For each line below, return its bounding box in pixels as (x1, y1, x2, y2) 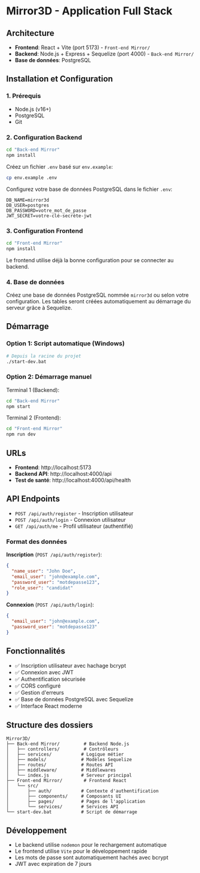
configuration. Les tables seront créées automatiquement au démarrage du (6, 297, 191, 305)
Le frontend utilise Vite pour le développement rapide (14, 848, 147, 855)
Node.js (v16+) (14, 105, 51, 112)
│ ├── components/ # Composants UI (6, 793, 121, 799)
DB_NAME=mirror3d (6, 197, 50, 203)
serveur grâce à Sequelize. (6, 304, 73, 311)
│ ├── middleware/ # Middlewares (6, 767, 116, 773)
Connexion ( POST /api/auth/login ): (6, 601, 94, 609)
